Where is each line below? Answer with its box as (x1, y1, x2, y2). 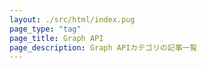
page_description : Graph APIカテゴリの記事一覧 (9, 42, 198, 53)
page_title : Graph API (9, 33, 104, 43)
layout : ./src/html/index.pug (9, 14, 136, 25)
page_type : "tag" (9, 24, 82, 34)
